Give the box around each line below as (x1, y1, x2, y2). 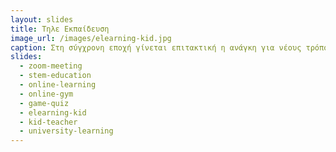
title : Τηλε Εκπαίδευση (10, 24, 110, 34)
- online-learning (19, 80, 97, 90)
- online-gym (19, 89, 74, 99)
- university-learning (19, 126, 114, 136)
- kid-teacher (19, 117, 78, 127)
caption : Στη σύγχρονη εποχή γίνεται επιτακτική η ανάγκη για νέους (10, 42, 302, 53)
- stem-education (19, 71, 92, 81)
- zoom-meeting (19, 61, 83, 71)
